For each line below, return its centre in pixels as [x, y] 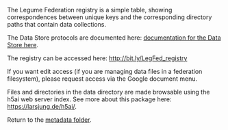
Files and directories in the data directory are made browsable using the [109, 92]
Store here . [23, 45]
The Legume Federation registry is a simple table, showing [90, 10]
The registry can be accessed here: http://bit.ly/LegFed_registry [97, 58]
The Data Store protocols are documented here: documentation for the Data [114, 38]
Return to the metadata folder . [49, 120]
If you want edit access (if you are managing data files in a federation [105, 71]
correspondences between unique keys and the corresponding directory [110, 17]
